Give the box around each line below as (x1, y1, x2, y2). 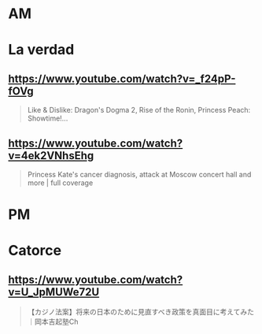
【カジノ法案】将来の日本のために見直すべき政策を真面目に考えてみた (27, 307, 254, 317)
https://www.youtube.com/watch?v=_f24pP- (8, 72, 236, 85)
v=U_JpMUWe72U (8, 285, 100, 299)
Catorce (8, 242, 61, 260)
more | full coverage (27, 178, 94, 187)
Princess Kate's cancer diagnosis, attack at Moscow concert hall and (27, 170, 252, 179)
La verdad (8, 41, 75, 59)
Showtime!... (27, 113, 68, 123)
